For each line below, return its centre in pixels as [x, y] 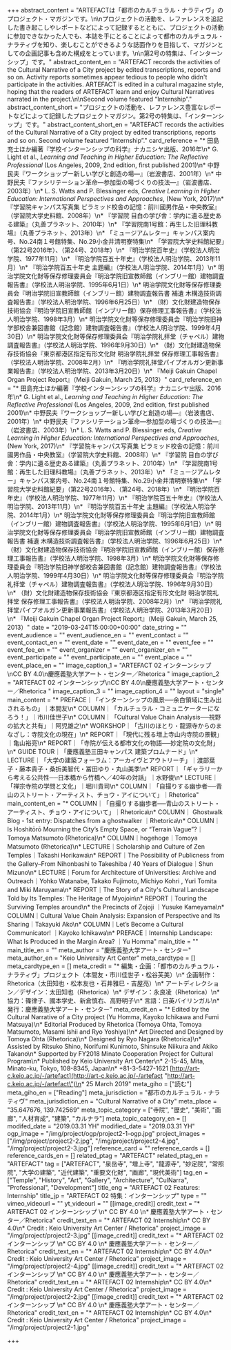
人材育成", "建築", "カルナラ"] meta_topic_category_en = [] [104, 1118]
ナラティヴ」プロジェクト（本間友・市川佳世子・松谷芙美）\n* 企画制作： [112, 975]
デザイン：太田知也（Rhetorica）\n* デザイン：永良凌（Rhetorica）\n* [119, 992]
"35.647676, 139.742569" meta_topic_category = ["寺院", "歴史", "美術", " [111, 1110]
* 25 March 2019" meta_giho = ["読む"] [136, 1084]
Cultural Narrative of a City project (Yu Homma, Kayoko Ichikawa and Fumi [113, 1017]
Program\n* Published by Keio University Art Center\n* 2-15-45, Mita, [106, 1061]
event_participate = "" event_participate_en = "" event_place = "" [100, 657]
